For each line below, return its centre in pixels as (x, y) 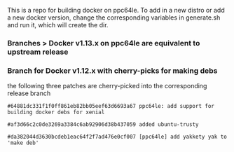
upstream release (38, 52)
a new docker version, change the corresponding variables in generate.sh (114, 18)
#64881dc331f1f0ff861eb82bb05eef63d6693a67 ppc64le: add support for (111, 106)
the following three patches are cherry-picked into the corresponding (107, 86)
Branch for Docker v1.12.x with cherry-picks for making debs (112, 71)
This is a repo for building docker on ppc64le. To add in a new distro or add (116, 10)
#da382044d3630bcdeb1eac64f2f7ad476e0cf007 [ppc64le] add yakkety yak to (117, 137)
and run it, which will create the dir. (58, 25)
